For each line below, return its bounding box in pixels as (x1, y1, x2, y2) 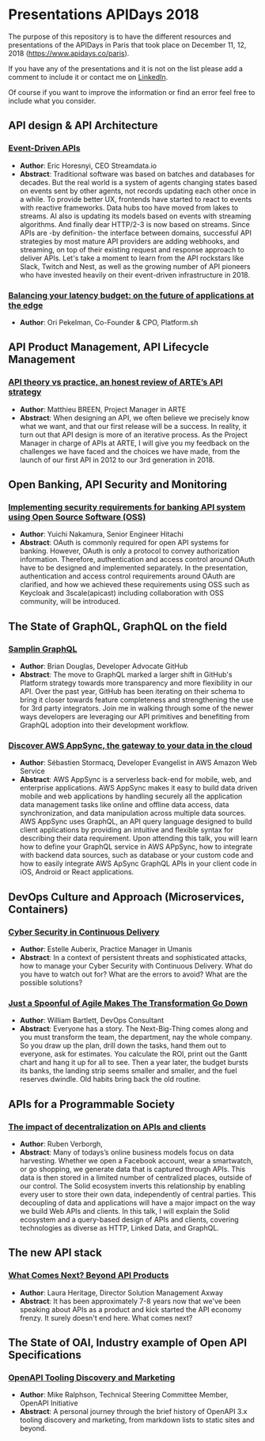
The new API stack (8, 1246, 103, 1260)
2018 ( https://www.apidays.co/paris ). (8, 48, 130, 58)
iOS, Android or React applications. (19, 867, 134, 877)
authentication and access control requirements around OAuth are (19, 571, 236, 581)
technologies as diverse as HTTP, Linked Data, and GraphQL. (19, 1223, 220, 1232)
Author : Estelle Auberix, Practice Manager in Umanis (19, 944, 192, 954)
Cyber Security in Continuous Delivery (8, 926, 160, 937)
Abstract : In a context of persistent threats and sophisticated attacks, (19, 952, 248, 962)
